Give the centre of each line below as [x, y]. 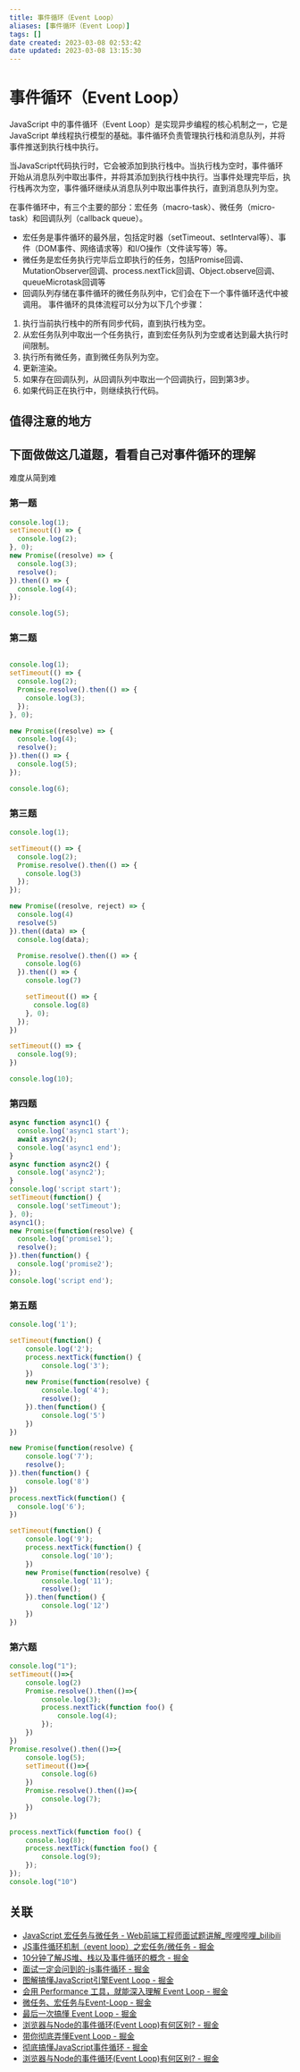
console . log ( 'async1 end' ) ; [70, 1147]
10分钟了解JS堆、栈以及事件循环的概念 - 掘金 [105, 1957]
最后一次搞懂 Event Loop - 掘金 [79, 2013]
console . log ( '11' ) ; [78, 1581]
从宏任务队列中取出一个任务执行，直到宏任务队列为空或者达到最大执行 [151, 335]
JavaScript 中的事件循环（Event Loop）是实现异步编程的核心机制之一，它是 [149, 124]
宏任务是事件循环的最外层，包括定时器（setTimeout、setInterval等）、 [150, 237]
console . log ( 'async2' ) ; [61, 1173]
